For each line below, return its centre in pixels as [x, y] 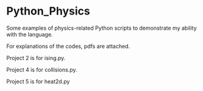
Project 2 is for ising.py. [36, 58]
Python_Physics [48, 11]
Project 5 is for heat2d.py [38, 81]
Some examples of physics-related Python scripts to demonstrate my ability [101, 28]
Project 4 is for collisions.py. [42, 69]
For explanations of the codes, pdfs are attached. [68, 46]
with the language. [30, 34]
